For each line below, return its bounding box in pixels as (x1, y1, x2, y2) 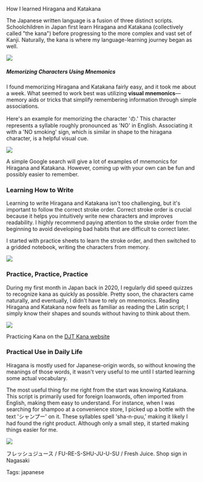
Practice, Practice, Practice (6, 270, 88, 278)
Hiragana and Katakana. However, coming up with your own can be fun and (6, 164, 195, 172)
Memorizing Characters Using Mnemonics (6, 68, 116, 75)
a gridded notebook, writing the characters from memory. (6, 244, 150, 251)
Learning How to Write (6, 186, 74, 194)
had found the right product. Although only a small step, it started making (6, 420, 189, 427)
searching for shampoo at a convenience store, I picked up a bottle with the (6, 406, 195, 413)
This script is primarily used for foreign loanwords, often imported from (6, 392, 184, 400)
